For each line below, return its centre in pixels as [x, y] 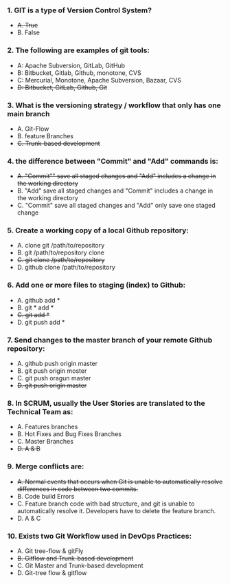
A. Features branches [47, 427]
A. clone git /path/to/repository [61, 246]
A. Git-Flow [33, 129]
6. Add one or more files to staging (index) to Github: [96, 285]
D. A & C [29, 518]
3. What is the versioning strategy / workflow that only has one [114, 105]
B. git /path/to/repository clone [61, 252]
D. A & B [28, 448]
